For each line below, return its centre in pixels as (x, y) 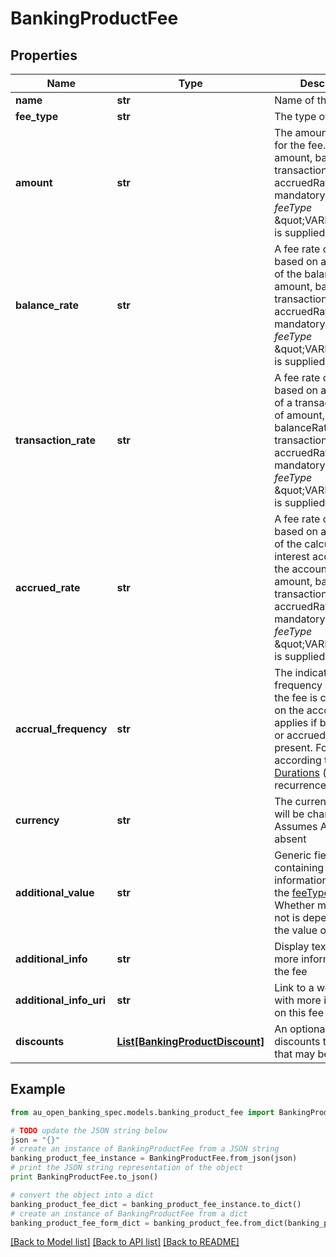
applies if (296, 722)
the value (296, 930)
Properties (44, 55)
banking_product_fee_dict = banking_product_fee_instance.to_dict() (156, 1204)
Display (292, 946)
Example (38, 1089)
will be (289, 814)
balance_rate (47, 305)
